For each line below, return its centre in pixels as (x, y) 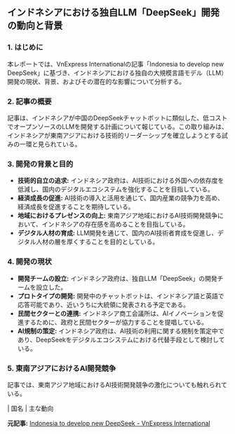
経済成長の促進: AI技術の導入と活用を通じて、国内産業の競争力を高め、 (121, 198)
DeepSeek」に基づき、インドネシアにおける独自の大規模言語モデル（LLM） (117, 73)
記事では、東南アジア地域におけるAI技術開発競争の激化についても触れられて (117, 384)
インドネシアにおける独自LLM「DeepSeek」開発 (113, 13)
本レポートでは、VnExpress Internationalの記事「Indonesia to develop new (116, 64)
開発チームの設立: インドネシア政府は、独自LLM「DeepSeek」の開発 (117, 278)
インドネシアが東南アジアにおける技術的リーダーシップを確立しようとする (115, 135)
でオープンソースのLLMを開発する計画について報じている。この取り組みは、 (117, 126)
